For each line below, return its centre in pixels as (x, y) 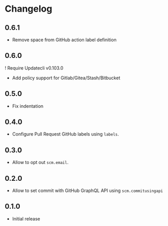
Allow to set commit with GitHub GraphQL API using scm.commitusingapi (88, 190)
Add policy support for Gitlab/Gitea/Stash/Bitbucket (66, 78)
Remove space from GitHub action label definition (64, 40)
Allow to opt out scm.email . (40, 163)
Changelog (29, 9)
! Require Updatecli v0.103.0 (34, 68)
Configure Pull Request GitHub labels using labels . (65, 134)
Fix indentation (28, 106)
